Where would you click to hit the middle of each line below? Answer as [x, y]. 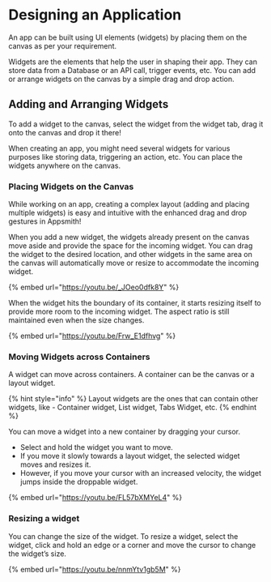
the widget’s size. [38, 554]
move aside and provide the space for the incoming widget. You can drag [131, 246]
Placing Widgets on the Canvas [71, 186]
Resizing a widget [44, 519]
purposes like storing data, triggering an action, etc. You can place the [125, 156]
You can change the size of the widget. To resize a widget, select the [123, 536]
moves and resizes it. [55, 464]
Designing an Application [95, 15]
